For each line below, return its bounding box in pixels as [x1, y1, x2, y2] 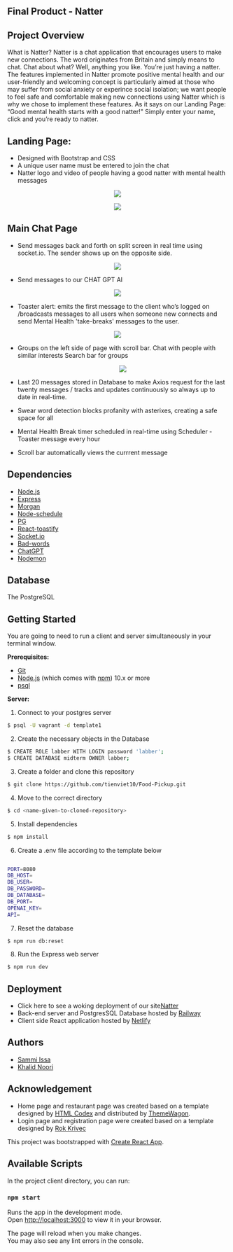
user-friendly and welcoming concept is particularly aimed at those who [7, 78, 215, 86]
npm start [7, 1194, 41, 1202]
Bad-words [17, 539, 50, 548]
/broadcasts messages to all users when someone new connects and [17, 309, 218, 318]
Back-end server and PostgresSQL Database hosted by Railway [17, 1009, 202, 1017]
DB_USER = [7, 879, 33, 886]
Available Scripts [7, 1158, 83, 1170]
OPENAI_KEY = [7, 905, 42, 912]
